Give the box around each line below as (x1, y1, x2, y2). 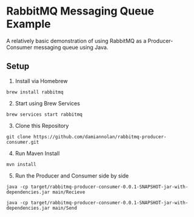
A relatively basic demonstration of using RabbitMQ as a (6, 37, 147, 44)
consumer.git (6, 139, 39, 145)
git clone (6, 133, 32, 140)
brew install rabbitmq (6, 89, 64, 95)
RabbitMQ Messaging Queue (6, 4, 155, 18)
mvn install (6, 161, 36, 167)
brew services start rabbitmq (6, 111, 83, 118)
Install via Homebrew (15, 77, 68, 84)
